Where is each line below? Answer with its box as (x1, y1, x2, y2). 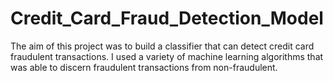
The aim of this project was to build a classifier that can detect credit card (10, 40, 315, 52)
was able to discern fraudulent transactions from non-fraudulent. (10, 61, 278, 73)
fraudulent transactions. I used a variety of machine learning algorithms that (10, 50, 324, 62)
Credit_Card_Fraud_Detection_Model (10, 7, 324, 30)
